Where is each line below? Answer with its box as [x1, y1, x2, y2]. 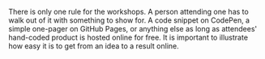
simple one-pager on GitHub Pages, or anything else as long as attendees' [8, 24, 258, 33]
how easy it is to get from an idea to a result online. [8, 41, 180, 51]
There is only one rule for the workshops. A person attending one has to [8, 7, 249, 16]
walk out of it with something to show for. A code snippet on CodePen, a [8, 15, 250, 25]
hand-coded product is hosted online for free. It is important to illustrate [8, 32, 249, 42]
